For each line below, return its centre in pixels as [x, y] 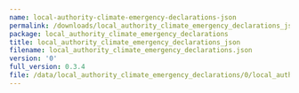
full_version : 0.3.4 [48, 67]
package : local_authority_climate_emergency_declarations [119, 34]
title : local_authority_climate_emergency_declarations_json [125, 42]
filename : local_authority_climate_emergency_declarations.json [131, 50]
